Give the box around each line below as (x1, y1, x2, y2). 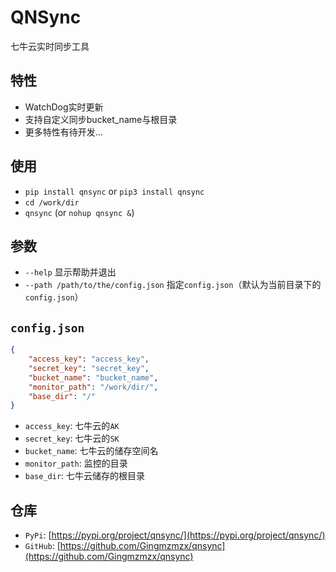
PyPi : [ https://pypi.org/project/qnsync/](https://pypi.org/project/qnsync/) (24, 529, 326, 541)
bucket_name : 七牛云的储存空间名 (24, 445, 159, 457)
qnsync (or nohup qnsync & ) (24, 206, 135, 218)
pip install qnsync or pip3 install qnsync (24, 185, 205, 197)
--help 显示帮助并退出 (24, 266, 117, 278)
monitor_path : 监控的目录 (24, 457, 128, 470)
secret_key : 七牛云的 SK (24, 432, 120, 445)
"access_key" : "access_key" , (28, 354, 150, 365)
